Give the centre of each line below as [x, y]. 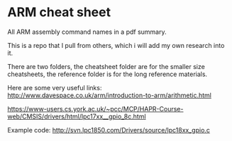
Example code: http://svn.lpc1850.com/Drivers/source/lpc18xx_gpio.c [109, 130]
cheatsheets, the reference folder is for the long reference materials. [107, 74]
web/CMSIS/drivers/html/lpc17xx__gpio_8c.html [77, 116]
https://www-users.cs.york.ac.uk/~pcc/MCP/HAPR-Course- [95, 109]
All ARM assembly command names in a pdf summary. [87, 32]
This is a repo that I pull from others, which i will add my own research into [116, 45]
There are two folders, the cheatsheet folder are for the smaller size [106, 66]
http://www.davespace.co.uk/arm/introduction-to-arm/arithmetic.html [109, 95]
